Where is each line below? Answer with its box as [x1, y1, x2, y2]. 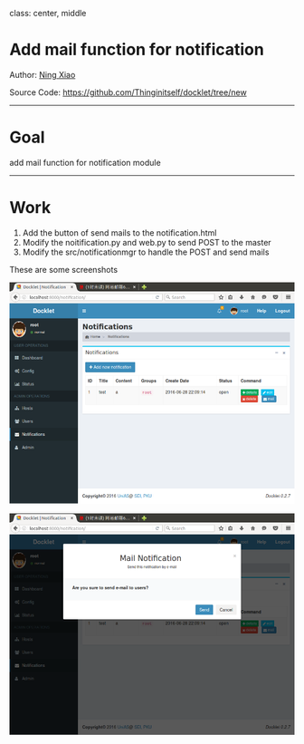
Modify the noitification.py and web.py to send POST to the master [22, 237, 271, 247]
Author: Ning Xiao [9, 69, 76, 80]
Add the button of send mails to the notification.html [22, 227, 217, 238]
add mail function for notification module [9, 157, 161, 168]
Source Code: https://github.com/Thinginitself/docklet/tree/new [9, 86, 247, 98]
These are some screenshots [9, 264, 119, 275]
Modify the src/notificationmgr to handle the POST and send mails [22, 246, 270, 257]
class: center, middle [9, 8, 87, 18]
